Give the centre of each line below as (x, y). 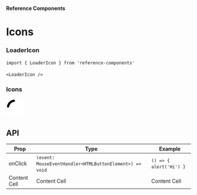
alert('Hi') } (169, 167)
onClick (18, 163)
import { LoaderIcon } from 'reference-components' (70, 63)
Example (170, 149)
